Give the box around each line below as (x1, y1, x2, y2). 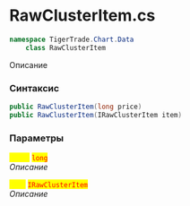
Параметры (9, 132, 65, 144)
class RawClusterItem (25, 43, 106, 52)
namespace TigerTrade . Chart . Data (9, 35, 134, 44)
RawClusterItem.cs (9, 5, 156, 26)
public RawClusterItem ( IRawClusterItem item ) (9, 110, 182, 119)
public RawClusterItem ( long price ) (9, 102, 142, 111)
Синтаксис (9, 82, 60, 94)
